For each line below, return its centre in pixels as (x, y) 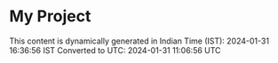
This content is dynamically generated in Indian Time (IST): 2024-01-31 (139, 41)
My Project (50, 16)
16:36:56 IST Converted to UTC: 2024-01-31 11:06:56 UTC (115, 50)
